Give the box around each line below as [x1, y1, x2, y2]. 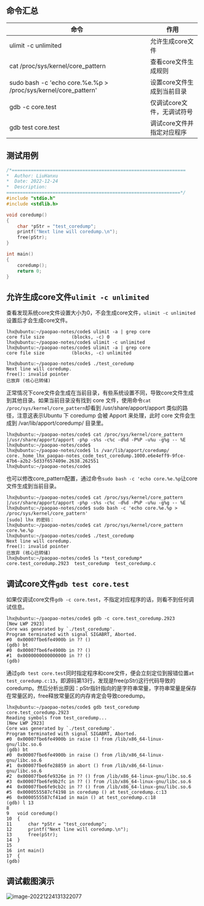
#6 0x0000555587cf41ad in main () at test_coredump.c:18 [6, 794, 156, 800]
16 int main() [6, 848, 45, 854]
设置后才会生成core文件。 [6, 317, 71, 324]
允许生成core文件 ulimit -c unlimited [6, 292, 149, 302]
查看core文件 [150, 57, 188, 66]
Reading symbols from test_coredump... [6, 715, 107, 721]
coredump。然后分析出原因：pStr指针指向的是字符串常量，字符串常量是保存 [6, 685, 197, 692]
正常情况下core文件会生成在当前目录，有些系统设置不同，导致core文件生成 [6, 389, 194, 396]
